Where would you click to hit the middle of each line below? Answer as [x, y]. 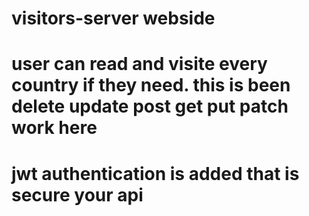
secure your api [77, 194]
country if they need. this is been [151, 85]
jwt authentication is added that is [155, 173]
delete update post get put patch [150, 106]
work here [54, 128]
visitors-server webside [113, 18]
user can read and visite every [139, 64]
